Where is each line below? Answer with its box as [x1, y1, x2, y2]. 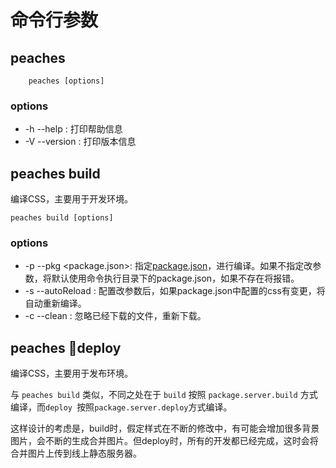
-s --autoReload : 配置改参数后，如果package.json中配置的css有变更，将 [24, 285, 326, 297]
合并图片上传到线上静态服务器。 [10, 447, 142, 460]
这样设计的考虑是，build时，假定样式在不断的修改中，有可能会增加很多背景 [10, 422, 320, 435]
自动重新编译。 [24, 297, 87, 310]
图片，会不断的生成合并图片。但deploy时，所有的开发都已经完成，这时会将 [10, 435, 319, 447]
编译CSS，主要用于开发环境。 [10, 193, 134, 205]
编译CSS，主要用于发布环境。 [10, 367, 134, 380]
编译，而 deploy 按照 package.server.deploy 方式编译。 [10, 401, 233, 413]
